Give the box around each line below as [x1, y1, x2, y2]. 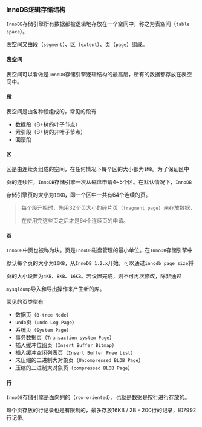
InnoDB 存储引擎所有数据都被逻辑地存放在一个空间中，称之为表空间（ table [6, 20, 190, 28]
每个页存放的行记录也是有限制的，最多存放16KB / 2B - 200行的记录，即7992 [6, 406, 197, 414]
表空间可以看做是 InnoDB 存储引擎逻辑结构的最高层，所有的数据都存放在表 [6, 70, 187, 78]
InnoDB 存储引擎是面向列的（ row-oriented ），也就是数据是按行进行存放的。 [6, 394, 191, 401]
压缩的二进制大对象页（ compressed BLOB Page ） [15, 364, 133, 371]
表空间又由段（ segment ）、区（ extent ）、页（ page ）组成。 [6, 41, 148, 48]
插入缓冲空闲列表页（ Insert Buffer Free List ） [15, 349, 136, 356]
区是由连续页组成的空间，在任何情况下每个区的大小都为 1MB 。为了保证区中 [6, 165, 189, 172]
